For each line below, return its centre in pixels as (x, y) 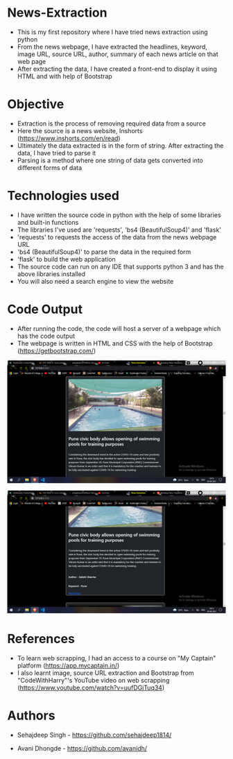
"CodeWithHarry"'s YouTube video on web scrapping (93, 680)
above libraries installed (51, 274)
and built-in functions (48, 222)
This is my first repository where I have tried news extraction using (112, 32)
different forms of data (50, 167)
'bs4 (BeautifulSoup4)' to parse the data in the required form (104, 252)
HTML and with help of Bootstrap (64, 76)
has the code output (46, 336)
